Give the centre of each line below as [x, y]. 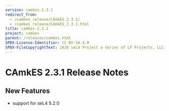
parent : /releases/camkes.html [38, 38]
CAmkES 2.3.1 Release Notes [67, 72]
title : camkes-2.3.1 [27, 29]
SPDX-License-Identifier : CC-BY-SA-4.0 [47, 43]
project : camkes [22, 33]
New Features [28, 91]
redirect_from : [21, 15]
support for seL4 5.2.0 [36, 103]
